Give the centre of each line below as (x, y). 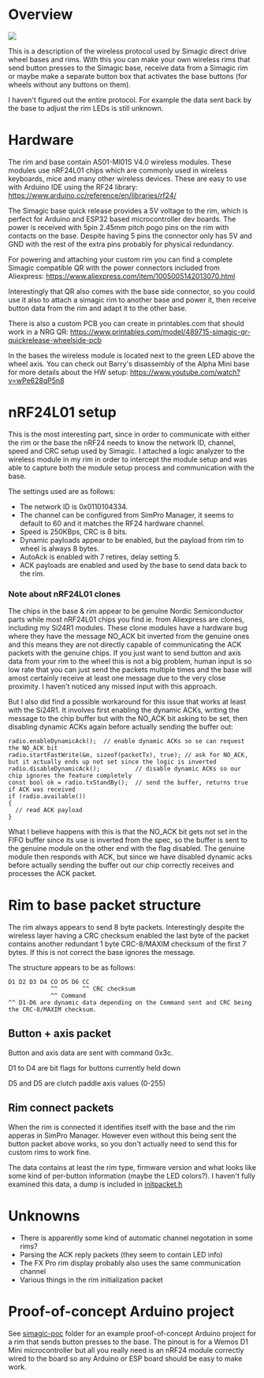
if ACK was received (42, 789)
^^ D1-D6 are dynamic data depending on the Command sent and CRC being (130, 1003)
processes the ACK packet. (52, 874)
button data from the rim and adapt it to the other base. (98, 308)
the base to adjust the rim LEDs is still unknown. (86, 108)
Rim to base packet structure (105, 906)
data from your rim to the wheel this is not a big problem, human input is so (130, 661)
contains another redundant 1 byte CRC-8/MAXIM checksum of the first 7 (127, 944)
